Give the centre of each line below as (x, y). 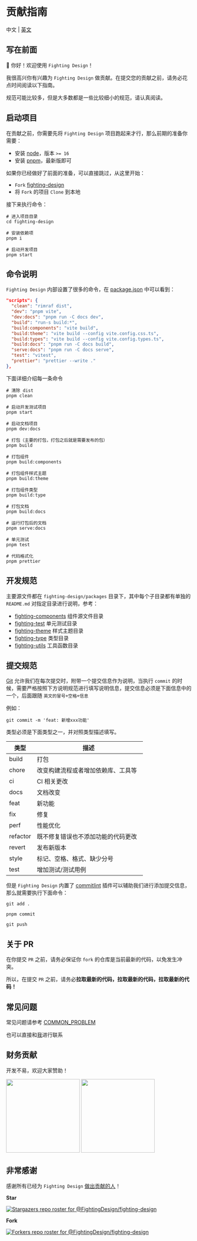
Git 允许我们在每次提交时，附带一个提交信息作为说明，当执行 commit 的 (92, 681)
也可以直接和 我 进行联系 (34, 1035)
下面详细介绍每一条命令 (34, 378)
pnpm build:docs (26, 512)
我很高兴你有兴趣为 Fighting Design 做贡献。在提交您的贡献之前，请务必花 (97, 78)
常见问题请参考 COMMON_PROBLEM (51, 1022)
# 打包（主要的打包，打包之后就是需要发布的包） (57, 440)
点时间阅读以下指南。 (32, 85)
